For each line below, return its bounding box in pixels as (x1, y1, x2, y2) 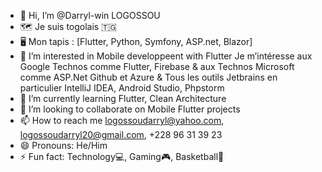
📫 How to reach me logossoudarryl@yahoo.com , (19, 115, 225, 126)
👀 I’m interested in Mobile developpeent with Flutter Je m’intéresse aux (19, 50, 313, 62)
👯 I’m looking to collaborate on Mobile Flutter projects (19, 103, 241, 115)
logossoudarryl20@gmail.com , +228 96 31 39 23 (19, 129, 223, 140)
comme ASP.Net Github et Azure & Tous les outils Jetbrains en (19, 71, 278, 83)
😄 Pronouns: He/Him (19, 140, 108, 151)
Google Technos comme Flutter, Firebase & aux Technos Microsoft (19, 61, 295, 72)
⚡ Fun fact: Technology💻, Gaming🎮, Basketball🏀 (19, 151, 225, 162)
